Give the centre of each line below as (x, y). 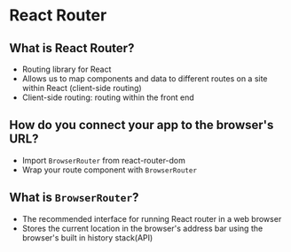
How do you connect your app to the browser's (142, 125)
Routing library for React (67, 69)
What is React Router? (72, 48)
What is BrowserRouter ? (74, 198)
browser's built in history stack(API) (87, 237)
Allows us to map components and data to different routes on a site (145, 79)
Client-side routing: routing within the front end (108, 97)
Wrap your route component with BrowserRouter (110, 170)
